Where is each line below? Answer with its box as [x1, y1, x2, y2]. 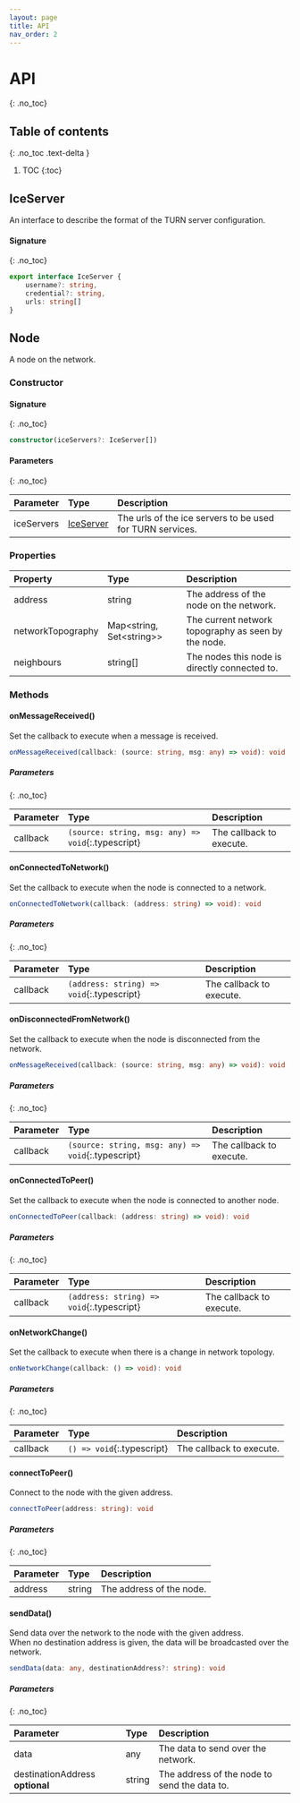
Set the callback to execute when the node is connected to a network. [9, 883, 267, 893]
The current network [186, 613, 273, 626]
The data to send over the [158, 1742, 267, 1755]
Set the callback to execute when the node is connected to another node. [9, 1195, 279, 1206]
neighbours [13, 655, 62, 668]
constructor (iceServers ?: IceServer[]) [9, 436, 158, 445]
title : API [9, 21, 50, 30]
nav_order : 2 [9, 30, 58, 38]
